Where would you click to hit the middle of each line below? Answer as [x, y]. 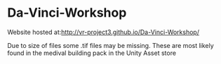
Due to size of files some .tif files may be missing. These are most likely [110, 45]
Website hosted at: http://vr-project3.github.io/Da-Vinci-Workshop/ [103, 32]
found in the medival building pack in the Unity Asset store [92, 53]
